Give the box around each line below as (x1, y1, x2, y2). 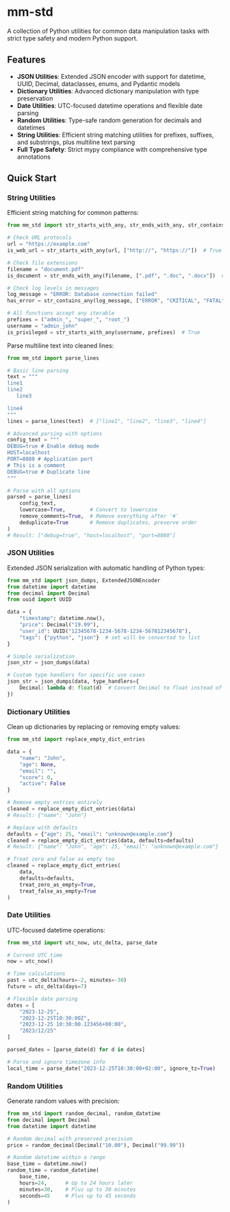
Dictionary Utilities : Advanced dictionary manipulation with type (16, 87, 200, 95)
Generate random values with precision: (7, 1097, 120, 1105)
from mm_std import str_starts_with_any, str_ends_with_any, (7, 222, 186, 229)
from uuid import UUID (7, 596, 72, 603)
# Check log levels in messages (7, 284, 99, 292)
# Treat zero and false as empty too (7, 856, 115, 862)
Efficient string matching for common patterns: (7, 209, 139, 217)
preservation (16, 94, 53, 102)
